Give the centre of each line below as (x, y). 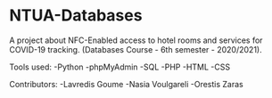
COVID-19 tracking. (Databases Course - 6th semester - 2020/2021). (136, 49)
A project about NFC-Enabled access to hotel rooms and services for (136, 40)
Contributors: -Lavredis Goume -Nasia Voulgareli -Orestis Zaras (126, 84)
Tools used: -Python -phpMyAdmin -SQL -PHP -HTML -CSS (120, 67)
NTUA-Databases (76, 16)
